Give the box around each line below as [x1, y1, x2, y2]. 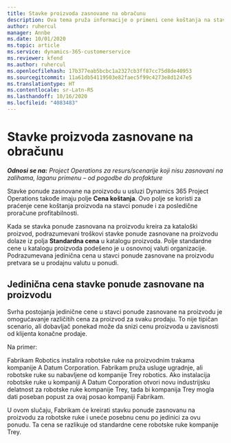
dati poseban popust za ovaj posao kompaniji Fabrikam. [7, 392, 165, 400]
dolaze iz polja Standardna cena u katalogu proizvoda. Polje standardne [7, 236, 212, 245]
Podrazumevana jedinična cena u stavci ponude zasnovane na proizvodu [7, 251, 214, 260]
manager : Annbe [7, 29, 51, 36]
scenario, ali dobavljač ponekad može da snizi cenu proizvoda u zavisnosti [7, 322, 219, 330]
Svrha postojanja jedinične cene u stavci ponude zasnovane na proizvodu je [7, 307, 223, 316]
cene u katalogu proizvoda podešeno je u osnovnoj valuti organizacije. [7, 244, 207, 252]
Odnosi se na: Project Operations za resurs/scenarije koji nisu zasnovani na [7, 166, 223, 174]
